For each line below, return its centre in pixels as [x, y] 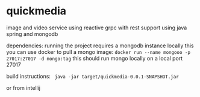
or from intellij [23, 87]
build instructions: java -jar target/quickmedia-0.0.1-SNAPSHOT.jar [92, 76]
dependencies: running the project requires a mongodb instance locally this [100, 46]
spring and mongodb [32, 34]
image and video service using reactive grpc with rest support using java [97, 28]
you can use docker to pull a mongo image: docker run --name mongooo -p [98, 51]
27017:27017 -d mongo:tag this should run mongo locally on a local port [95, 58]
